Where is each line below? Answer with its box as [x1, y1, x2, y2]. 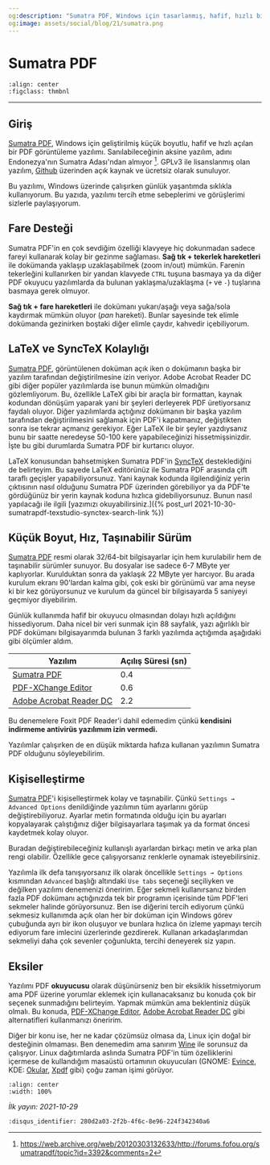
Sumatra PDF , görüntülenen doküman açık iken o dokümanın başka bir [8, 364, 241, 373]
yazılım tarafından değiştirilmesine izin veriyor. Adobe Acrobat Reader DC [8, 372, 252, 381]
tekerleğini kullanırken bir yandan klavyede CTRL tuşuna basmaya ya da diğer [8, 268, 262, 278]
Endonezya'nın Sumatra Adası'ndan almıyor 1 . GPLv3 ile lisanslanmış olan [8, 156, 251, 166]
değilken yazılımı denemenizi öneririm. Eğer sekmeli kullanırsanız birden [8, 884, 247, 895]
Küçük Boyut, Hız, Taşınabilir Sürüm [8, 530, 192, 544]
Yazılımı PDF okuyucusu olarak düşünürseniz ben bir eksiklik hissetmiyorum [8, 980, 261, 990]
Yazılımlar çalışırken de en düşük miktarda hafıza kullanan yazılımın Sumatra [8, 740, 260, 750]
